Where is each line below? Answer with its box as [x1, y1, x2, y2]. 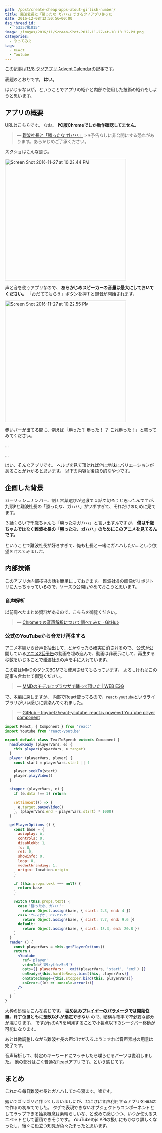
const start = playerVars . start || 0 [14, 760, 90, 765]
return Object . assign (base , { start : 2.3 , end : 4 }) [22, 908, 131, 913]
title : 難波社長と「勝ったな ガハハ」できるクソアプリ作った [5, 12, 113, 17]
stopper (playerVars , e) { [9, 787, 64, 792]
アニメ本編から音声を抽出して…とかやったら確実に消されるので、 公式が [5, 645, 149, 650]
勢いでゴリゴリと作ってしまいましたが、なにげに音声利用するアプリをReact [5, 1098, 156, 1104]
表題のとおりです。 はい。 [5, 76, 57, 83]
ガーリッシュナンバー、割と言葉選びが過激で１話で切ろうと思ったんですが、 [5, 498, 157, 503]
